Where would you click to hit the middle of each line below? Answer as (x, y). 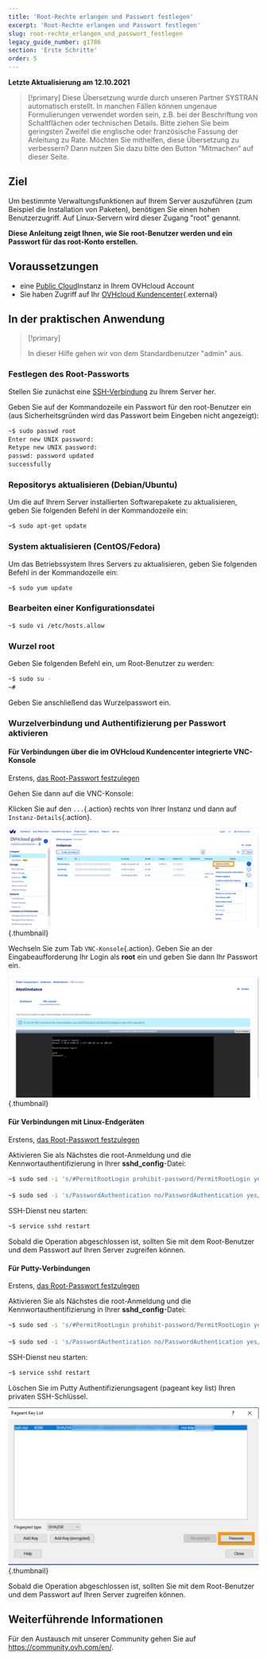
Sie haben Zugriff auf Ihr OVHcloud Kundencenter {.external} (119, 294)
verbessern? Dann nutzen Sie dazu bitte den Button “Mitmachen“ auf (141, 148)
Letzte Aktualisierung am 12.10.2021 (69, 82)
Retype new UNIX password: (53, 448)
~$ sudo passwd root (43, 431)
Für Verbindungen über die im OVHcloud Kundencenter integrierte (120, 752)
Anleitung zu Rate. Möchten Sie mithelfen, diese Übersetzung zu (133, 140)
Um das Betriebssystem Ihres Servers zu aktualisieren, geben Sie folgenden (133, 563)
